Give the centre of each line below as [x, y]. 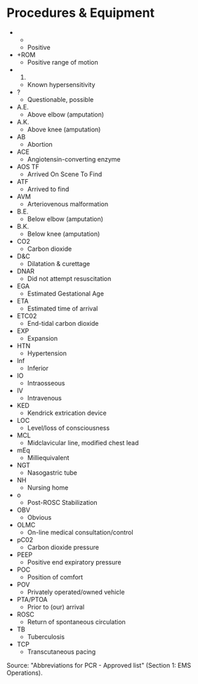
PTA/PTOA [32, 599]
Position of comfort [55, 577]
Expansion [42, 338]
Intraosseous [46, 383]
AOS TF [28, 166]
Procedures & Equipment [81, 13]
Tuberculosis [46, 636]
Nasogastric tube [52, 473]
